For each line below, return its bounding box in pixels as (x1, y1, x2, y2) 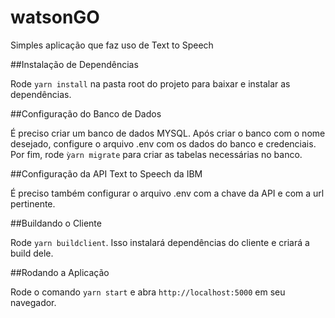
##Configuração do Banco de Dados (10, 107, 162, 120)
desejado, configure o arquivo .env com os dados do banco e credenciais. (10, 137, 317, 150)
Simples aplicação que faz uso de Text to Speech (10, 39, 214, 51)
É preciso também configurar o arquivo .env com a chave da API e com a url (10, 187, 325, 199)
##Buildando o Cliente (10, 217, 102, 229)
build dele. (10, 247, 54, 259)
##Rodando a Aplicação (10, 266, 110, 278)
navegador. (10, 296, 57, 308)
